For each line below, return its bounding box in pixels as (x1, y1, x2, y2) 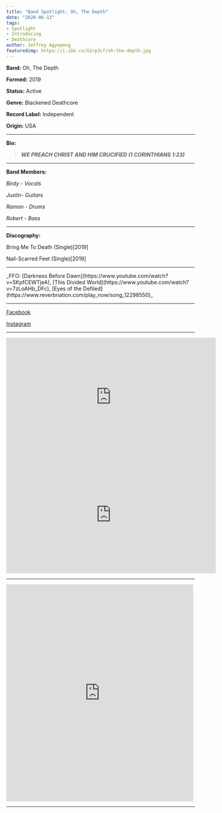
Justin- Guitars (6, 191, 44, 198)
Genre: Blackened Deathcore (6, 99, 78, 106)
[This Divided (53, 278, 86, 286)
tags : (6, 20, 20, 26)
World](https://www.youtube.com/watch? (86, 278, 189, 286)
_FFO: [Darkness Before (6, 272, 66, 279)
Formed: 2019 (6, 75, 41, 83)
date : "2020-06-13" (6, 14, 55, 20)
